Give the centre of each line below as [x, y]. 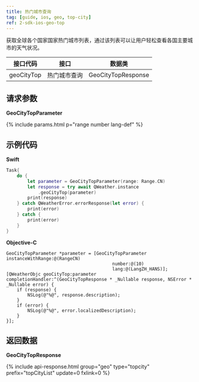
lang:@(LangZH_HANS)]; [140, 269]
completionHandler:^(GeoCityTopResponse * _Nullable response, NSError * [99, 279]
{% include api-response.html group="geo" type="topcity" [78, 367]
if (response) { [37, 290]
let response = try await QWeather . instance [83, 187]
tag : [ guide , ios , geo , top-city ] [49, 17]
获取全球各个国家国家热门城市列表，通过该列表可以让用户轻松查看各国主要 [97, 40]
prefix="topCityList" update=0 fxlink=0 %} [58, 373]
